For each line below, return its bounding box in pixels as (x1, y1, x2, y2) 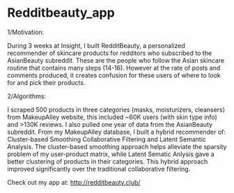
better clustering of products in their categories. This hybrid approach (7, 157, 208, 165)
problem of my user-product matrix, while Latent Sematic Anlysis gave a (7, 150, 214, 158)
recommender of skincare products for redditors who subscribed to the (7, 49, 212, 57)
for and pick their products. (7, 78, 86, 86)
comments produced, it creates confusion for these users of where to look (7, 71, 221, 79)
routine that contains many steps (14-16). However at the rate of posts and (7, 63, 221, 72)
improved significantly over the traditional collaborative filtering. (7, 164, 191, 173)
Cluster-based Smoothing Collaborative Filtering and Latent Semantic (7, 134, 207, 144)
